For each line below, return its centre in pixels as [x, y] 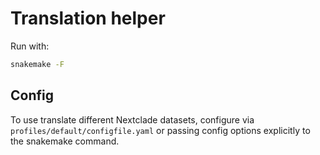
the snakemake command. [65, 141]
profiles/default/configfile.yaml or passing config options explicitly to [160, 130]
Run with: [30, 46]
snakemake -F [37, 64]
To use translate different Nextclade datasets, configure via [132, 119]
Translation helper [88, 18]
